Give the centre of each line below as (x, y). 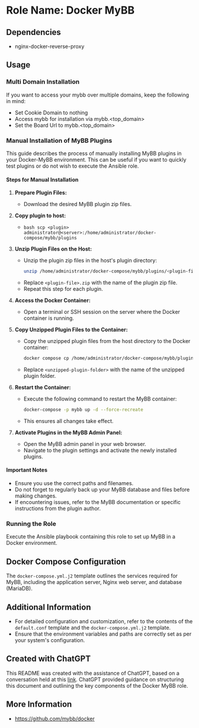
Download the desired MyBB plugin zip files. (78, 204)
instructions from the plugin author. (57, 509)
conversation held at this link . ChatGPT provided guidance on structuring (95, 679)
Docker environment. (32, 543)
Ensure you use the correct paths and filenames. (74, 483)
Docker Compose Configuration (66, 561)
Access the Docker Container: (52, 300)
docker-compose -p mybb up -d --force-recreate (83, 409)
